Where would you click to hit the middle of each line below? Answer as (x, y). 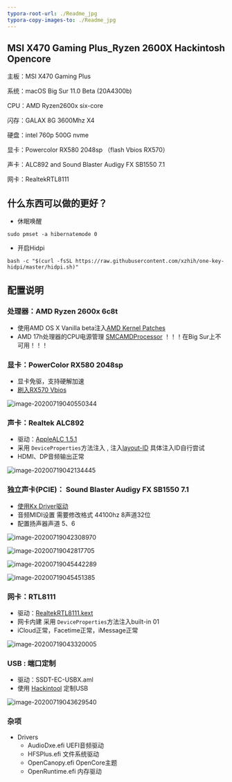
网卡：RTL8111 (32, 597)
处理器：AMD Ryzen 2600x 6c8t (63, 311)
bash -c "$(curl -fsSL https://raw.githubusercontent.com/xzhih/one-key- (116, 261)
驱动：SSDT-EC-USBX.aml (55, 680)
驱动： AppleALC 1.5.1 (47, 439)
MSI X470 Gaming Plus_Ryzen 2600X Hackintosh (116, 48)
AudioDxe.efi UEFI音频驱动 (66, 745)
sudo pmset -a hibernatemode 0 (52, 235)
